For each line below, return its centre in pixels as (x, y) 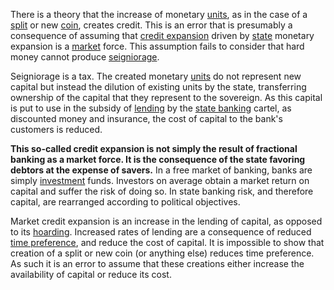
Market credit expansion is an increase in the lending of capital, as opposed (166, 221)
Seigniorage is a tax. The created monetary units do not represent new (156, 76)
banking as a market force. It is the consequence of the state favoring (158, 159)
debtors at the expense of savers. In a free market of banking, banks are (161, 170)
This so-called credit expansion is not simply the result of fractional (154, 148)
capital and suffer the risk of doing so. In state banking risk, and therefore (162, 191)
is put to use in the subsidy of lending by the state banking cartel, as (151, 108)
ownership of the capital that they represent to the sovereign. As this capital (166, 97)
